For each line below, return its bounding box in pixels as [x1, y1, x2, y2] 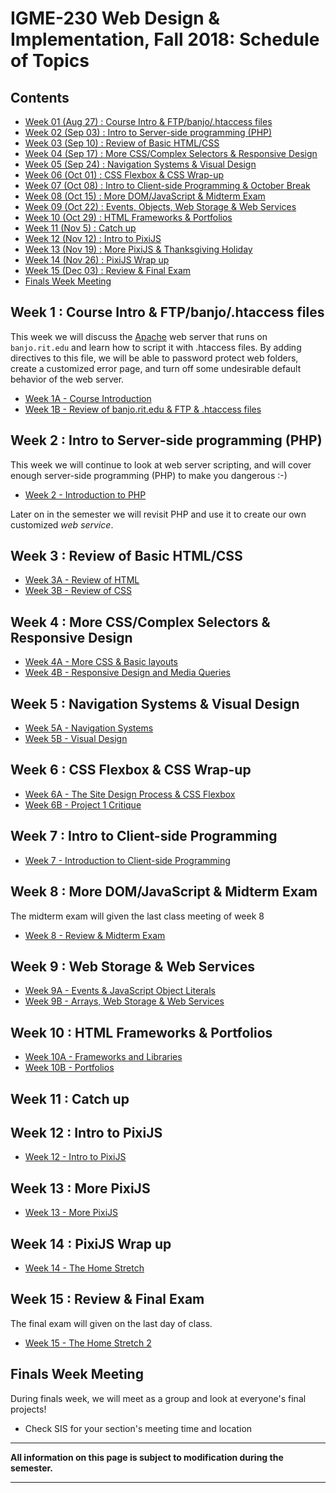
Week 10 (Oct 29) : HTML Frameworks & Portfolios [24, 212, 233, 223]
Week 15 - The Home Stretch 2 [24, 1337, 152, 1349]
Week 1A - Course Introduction [24, 392, 152, 404]
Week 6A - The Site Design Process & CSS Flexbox [24, 788, 236, 800]
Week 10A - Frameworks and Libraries [24, 1051, 183, 1063]
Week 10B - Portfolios [24, 1062, 115, 1074]
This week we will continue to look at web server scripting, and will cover [10, 458, 312, 471]
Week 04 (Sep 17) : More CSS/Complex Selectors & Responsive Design [24, 148, 318, 159]
